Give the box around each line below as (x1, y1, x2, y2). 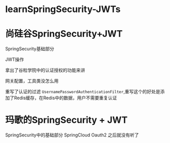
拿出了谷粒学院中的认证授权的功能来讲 (5, 67, 85, 74)
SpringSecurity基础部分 (5, 46, 55, 52)
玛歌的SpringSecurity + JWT (5, 114, 128, 126)
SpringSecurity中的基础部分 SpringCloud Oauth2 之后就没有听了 (5, 132, 139, 138)
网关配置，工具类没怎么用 (5, 78, 59, 84)
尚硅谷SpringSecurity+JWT (5, 28, 123, 40)
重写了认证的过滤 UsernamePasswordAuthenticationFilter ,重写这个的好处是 (5, 89, 160, 95)
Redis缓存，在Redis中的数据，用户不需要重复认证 (14, 95, 117, 101)
